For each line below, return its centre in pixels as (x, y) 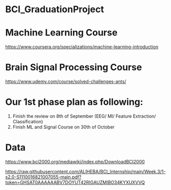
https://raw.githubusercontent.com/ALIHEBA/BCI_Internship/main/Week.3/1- (86, 171)
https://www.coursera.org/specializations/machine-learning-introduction (82, 47)
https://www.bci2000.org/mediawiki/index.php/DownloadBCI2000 (75, 161)
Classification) (28, 121)
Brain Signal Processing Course (74, 67)
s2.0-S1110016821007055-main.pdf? (43, 177)
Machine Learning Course (62, 33)
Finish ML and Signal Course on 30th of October (64, 127)
